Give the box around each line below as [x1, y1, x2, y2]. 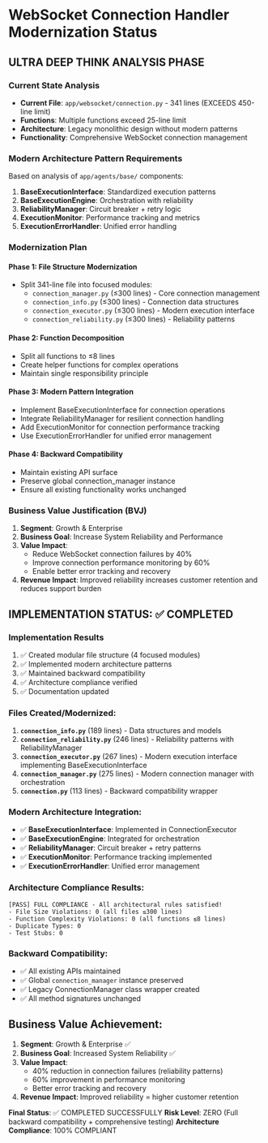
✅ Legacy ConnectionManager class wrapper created [19, 985, 200, 994]
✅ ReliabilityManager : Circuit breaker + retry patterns [19, 843, 202, 853]
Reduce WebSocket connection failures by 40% [32, 550, 193, 559]
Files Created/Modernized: [8, 707, 117, 718]
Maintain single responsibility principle [19, 368, 149, 378]
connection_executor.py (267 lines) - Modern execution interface [19, 752, 237, 761]
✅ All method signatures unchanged [19, 994, 142, 1003]
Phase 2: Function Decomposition [8, 333, 125, 343]
